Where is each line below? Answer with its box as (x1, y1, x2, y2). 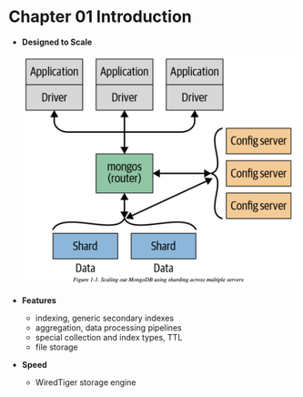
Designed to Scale (21, 36, 93, 47)
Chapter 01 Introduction (8, 6, 192, 27)
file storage (35, 341, 78, 352)
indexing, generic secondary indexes (35, 312, 175, 324)
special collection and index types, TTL (35, 332, 183, 343)
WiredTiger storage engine (35, 377, 136, 388)
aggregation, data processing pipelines (35, 322, 183, 333)
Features (21, 295, 56, 306)
